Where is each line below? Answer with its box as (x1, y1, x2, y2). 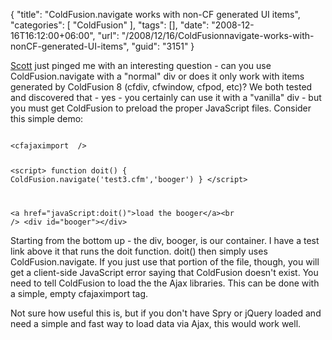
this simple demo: (10, 113, 84, 124)
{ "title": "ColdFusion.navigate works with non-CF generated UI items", (10, 9, 301, 20)
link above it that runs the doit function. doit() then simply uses (10, 245, 268, 257)
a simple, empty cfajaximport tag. (10, 287, 149, 299)
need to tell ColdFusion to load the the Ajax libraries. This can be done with (10, 277, 320, 289)
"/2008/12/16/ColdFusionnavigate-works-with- (121, 30, 315, 41)
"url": (97, 30, 120, 41)
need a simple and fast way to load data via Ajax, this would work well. (10, 317, 302, 329)
